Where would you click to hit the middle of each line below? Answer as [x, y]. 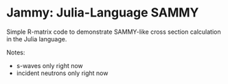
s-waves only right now [49, 65]
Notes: [16, 52]
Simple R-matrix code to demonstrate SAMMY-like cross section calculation [114, 32]
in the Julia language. [37, 39]
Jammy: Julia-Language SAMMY [103, 13]
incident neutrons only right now [62, 73]
